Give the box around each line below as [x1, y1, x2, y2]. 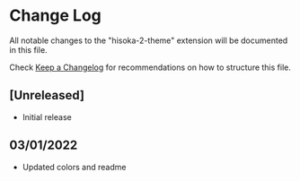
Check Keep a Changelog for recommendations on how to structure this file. [9, 62, 292, 73]
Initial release [22, 111, 72, 122]
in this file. [9, 44, 48, 55]
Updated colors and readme [22, 161, 127, 172]
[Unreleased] [9, 88, 85, 103]
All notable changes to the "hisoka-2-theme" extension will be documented [9, 35, 288, 46]
